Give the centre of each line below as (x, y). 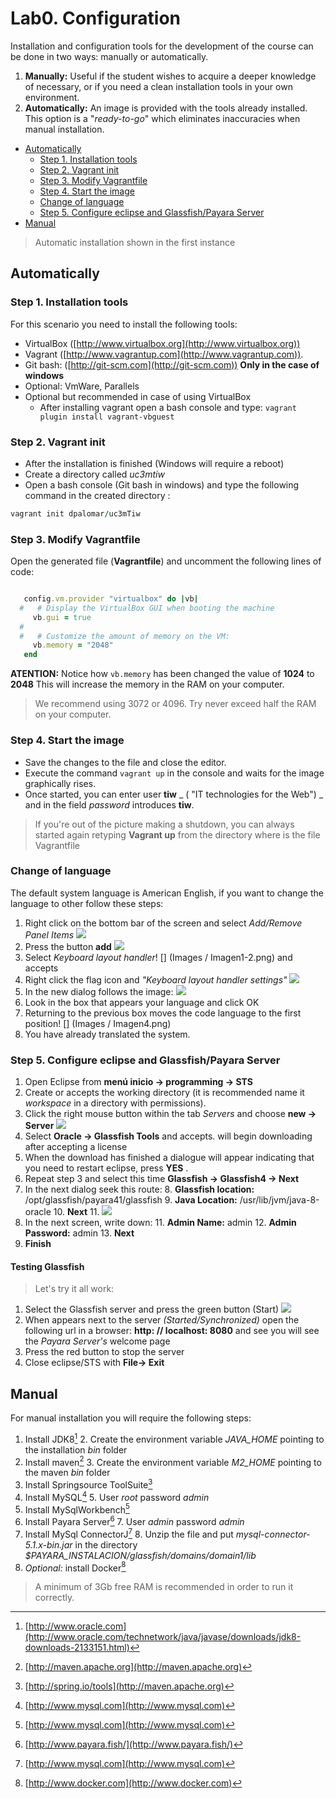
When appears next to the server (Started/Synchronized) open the (162, 1320)
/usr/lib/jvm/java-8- (279, 1200)
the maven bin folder (67, 1473)
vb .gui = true (62, 617)
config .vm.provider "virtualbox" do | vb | (111, 599)
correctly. (54, 1598)
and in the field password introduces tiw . (109, 804)
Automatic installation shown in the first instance (135, 242)
